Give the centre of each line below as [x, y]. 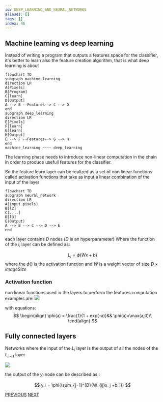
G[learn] [14, 131]
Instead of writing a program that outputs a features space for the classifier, [81, 55]
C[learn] [14, 96]
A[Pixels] [15, 88]
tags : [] [14, 19]
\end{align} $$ [82, 321]
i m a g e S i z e [16, 269]
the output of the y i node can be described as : [53, 375]
